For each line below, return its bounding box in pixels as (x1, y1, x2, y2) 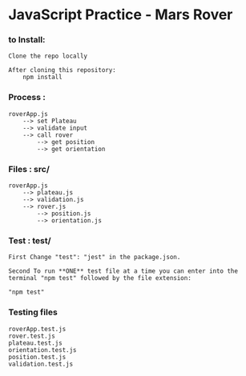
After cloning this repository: (8, 66, 116, 74)
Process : (8, 92, 46, 103)
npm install (22, 74, 63, 82)
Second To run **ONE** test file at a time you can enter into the (8, 267, 239, 275)
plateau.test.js (8, 338, 63, 347)
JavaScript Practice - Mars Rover (8, 6, 233, 24)
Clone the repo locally (8, 52, 88, 61)
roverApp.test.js (8, 325, 67, 333)
